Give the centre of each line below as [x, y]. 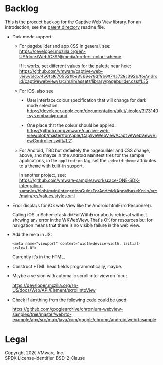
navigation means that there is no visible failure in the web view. [76, 225]
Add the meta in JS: [32, 234]
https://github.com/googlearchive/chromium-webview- [67, 309]
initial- [132, 243]
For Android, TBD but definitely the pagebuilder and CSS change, [85, 150]
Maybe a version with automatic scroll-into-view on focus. [70, 275]
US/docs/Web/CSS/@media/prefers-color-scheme [70, 56]
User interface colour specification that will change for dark [86, 100]
